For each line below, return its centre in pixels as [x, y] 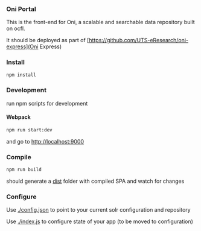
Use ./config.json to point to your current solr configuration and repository [99, 210]
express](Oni [22, 46]
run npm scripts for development [47, 103]
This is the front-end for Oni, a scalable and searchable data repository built [101, 22]
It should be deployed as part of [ [48, 40]
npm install [21, 75]
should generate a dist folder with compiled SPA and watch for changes [95, 181]
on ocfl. [16, 28]
